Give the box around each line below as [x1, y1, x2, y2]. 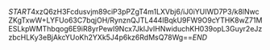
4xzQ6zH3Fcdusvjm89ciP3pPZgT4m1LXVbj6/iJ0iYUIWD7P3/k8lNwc [31, 7, 260, 16]
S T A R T [8, 7, 31, 16]
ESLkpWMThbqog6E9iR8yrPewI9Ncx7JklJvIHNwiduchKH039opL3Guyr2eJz [8, 24, 263, 33]
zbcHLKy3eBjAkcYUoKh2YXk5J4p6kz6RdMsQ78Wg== [8, 32, 193, 42]
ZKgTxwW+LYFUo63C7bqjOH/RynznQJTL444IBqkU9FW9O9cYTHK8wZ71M [8, 15, 263, 25]
